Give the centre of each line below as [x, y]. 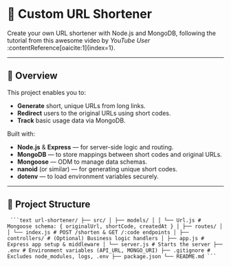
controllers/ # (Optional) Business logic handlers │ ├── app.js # [106, 238]
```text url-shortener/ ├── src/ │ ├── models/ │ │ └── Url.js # [106, 220]
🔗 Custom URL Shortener [80, 14]
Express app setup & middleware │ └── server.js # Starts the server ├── [115, 244]
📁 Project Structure [49, 205]
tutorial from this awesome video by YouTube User [79, 40]
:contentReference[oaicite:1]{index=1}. [61, 47]
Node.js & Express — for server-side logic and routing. [95, 147]
